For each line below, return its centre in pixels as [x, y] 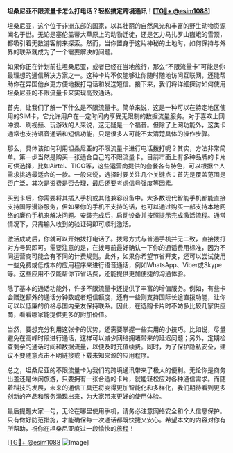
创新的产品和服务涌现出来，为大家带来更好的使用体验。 [86, 396]
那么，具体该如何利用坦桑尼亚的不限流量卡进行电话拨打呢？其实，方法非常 [113, 148]
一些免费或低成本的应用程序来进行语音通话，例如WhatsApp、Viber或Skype [114, 265]
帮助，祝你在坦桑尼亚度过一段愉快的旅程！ [74, 428]
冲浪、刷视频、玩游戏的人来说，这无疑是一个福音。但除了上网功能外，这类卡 [116, 125]
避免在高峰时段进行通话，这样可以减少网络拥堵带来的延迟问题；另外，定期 [113, 338]
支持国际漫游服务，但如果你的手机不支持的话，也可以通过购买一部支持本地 [113, 207]
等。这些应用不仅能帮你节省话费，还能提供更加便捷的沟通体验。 [98, 273]
